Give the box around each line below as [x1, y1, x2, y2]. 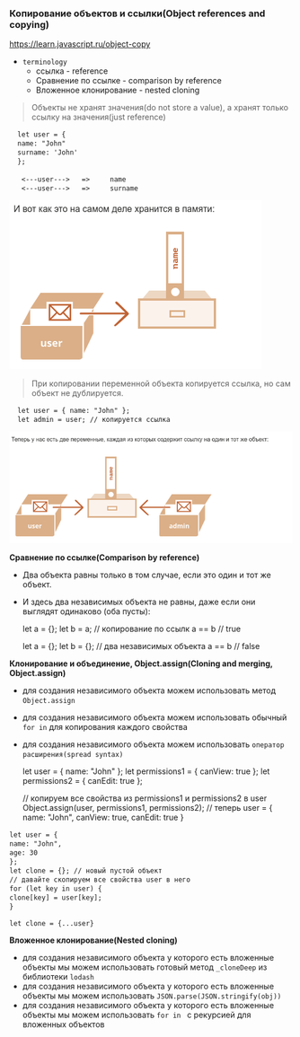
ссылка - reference [35, 66, 109, 76]
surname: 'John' [17, 148, 78, 157]
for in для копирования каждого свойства [22, 722, 189, 733]
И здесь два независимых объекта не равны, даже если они [22, 596, 256, 608]
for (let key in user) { [9, 884, 102, 893]
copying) [9, 18, 49, 31]
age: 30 [9, 848, 39, 857]
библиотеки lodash [22, 971, 94, 982]
